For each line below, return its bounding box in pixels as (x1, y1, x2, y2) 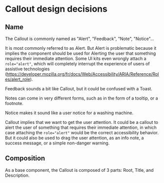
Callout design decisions (5, 3, 107, 15)
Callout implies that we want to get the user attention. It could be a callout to (5, 120, 159, 125)
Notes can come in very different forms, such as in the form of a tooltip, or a (5, 95, 158, 101)
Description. (5, 172, 30, 178)
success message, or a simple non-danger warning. (5, 140, 110, 146)
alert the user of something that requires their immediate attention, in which (5, 124, 157, 130)
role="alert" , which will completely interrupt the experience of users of (5, 61, 150, 66)
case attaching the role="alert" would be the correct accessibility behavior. (5, 130, 159, 135)
